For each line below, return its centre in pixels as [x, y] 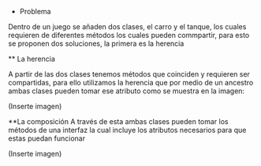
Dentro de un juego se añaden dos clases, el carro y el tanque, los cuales [127, 26]
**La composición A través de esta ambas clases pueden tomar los [118, 121]
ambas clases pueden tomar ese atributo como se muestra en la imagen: [127, 91]
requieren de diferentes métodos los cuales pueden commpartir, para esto [129, 35]
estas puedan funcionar [47, 138]
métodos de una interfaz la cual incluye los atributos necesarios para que [127, 130]
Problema [35, 11]
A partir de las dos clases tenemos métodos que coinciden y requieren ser [129, 74]
